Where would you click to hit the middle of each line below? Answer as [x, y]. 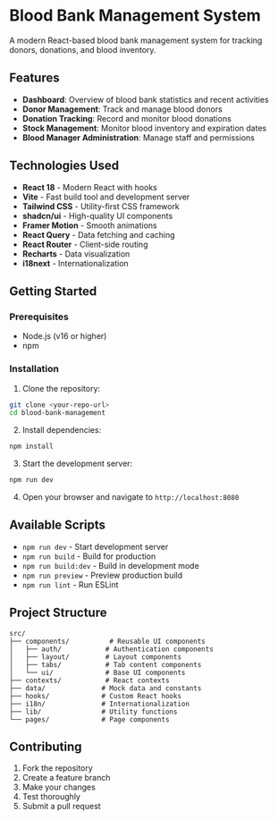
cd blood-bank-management [57, 413]
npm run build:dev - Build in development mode [110, 565]
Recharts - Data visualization [76, 254]
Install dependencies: [62, 430]
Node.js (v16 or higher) [64, 336]
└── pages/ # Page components [89, 719]
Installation [34, 369]
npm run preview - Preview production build [102, 575]
